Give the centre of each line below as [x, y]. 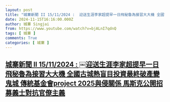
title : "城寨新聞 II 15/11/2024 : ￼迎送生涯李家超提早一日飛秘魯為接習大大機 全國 [85, 15]
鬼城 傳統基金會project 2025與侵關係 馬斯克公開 [81, 84]
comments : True [21, 38]
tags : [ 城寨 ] [20, 33]
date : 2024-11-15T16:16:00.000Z [39, 19]
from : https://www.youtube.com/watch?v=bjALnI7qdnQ [61, 29]
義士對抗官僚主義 [38, 93]
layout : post [19, 10]
